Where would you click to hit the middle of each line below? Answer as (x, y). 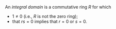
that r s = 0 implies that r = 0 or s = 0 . (50, 22)
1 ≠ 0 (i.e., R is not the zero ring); (45, 16)
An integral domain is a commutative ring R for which (58, 7)
